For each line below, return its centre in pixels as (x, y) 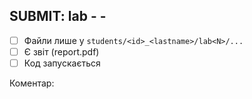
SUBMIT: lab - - (58, 16)
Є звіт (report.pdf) (61, 51)
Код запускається (62, 63)
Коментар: (32, 83)
